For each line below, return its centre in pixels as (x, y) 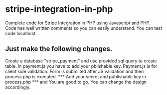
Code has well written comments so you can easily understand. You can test (84, 28)
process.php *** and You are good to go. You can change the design (76, 82)
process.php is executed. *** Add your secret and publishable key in (76, 76)
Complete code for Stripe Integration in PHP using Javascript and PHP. (78, 23)
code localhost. (21, 33)
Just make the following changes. (59, 49)
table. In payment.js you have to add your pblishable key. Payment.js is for (81, 66)
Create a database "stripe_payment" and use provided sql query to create (81, 61)
